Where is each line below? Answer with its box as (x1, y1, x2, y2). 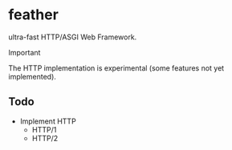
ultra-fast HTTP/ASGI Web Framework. (8, 32, 137, 42)
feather (8, 6, 59, 24)
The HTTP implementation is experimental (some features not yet (8, 63, 225, 73)
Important (8, 47, 41, 57)
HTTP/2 (31, 133, 59, 143)
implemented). (8, 71, 56, 81)
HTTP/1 (31, 124, 57, 134)
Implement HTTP (19, 116, 76, 126)
